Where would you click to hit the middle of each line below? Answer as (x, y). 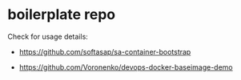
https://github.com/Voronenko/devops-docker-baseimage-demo (126, 67)
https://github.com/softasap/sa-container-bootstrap (105, 51)
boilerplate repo (62, 15)
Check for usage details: (48, 36)
